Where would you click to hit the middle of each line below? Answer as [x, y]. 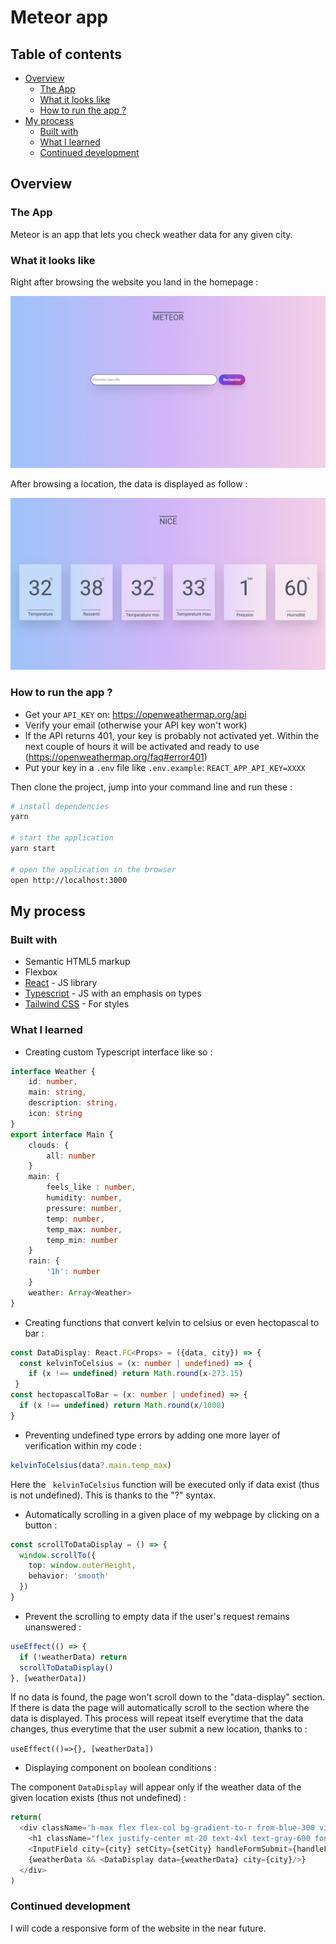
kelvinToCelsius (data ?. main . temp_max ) [91, 1465]
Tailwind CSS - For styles [77, 1004]
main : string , [57, 1092]
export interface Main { [62, 1134]
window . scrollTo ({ [58, 1555]
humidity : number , [84, 1198]
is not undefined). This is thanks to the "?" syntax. [113, 1495]
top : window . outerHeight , [82, 1566]
